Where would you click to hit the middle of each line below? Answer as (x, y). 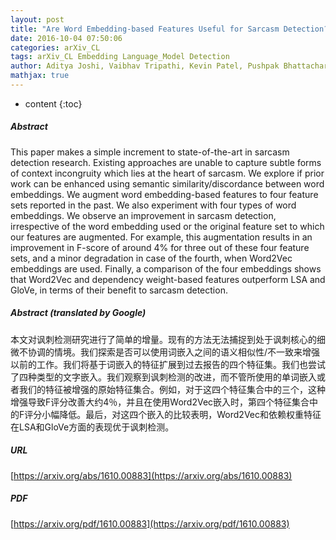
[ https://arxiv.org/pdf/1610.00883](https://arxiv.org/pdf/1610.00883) (150, 523)
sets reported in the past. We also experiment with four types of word (153, 205)
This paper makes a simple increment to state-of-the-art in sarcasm (150, 152)
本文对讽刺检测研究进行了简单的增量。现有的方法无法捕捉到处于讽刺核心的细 (168, 339)
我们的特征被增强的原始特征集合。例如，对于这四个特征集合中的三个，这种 (172, 389)
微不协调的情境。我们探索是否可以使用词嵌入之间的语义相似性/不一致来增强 (165, 352)
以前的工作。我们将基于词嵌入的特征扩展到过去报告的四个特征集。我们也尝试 (168, 364)
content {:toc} (53, 103)
